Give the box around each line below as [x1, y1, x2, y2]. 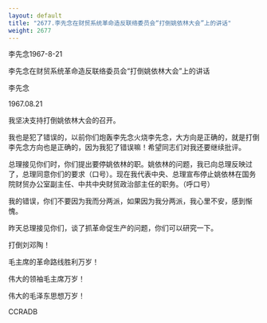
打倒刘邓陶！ [8, 240, 50, 250]
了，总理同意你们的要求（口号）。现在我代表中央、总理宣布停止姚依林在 [8, 169, 242, 179]
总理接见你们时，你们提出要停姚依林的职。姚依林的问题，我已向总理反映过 [8, 160, 253, 169]
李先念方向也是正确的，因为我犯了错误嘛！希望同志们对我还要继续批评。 [8, 143, 245, 152]
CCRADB [8, 307, 38, 317]
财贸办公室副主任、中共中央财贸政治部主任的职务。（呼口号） [14, 179, 214, 189]
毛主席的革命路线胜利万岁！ [8, 257, 100, 267]
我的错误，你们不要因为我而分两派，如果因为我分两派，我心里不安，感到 [8, 196, 245, 206]
